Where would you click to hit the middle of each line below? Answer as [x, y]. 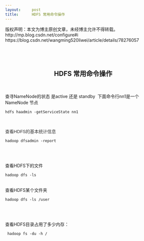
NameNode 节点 [22, 102]
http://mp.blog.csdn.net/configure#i [42, 35]
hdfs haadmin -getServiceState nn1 [42, 112]
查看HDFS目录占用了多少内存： [37, 224]
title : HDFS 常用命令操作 [35, 14]
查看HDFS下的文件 [24, 165]
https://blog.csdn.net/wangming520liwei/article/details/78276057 [72, 40]
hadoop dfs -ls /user [27, 199]
